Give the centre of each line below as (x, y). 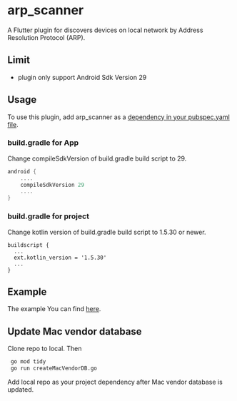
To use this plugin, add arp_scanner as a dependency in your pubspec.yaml (118, 117)
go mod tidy (28, 362)
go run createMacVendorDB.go (54, 369)
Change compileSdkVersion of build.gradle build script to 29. (97, 158)
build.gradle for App (43, 143)
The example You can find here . (54, 309)
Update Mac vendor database (75, 331)
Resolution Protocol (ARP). (46, 37)
